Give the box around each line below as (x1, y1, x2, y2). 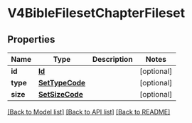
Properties (7, 33, 55, 46)
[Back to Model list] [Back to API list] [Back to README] (7, 108, 171, 116)
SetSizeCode (38, 90, 83, 99)
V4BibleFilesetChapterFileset (7, 5, 186, 21)
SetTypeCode (38, 78, 86, 87)
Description (92, 55, 133, 64)
